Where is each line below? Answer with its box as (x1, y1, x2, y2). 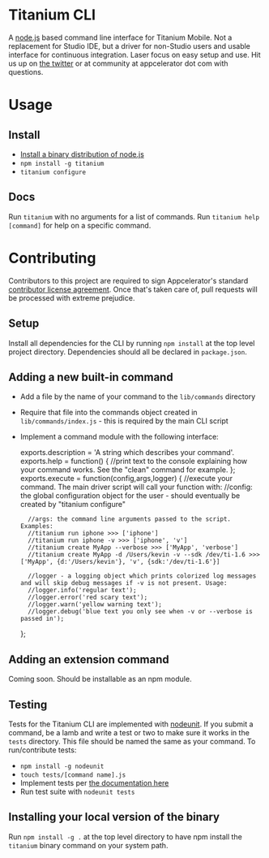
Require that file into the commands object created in (19, 408, 198, 418)
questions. (8, 67, 44, 76)
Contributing (8, 249, 96, 267)
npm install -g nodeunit (19, 762, 105, 770)
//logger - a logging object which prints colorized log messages (28, 572, 257, 580)
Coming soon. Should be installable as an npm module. (8, 674, 192, 684)
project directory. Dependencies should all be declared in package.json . (8, 347, 247, 357)
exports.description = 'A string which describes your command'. (19, 448, 235, 457)
